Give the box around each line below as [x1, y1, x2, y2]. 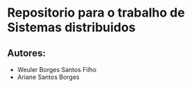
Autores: [7, 47, 46, 59]
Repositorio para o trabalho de [7, 5, 185, 21]
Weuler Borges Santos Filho [17, 66, 97, 73]
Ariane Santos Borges [17, 73, 80, 81]
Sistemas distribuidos [7, 19, 136, 35]
